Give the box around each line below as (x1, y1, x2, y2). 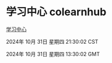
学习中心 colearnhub (6, 5, 107, 19)
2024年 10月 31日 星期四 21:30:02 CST (6, 38, 99, 45)
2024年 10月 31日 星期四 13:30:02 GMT (6, 50, 100, 57)
